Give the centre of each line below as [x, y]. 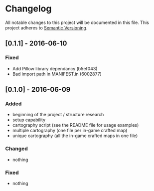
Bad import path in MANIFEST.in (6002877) [57, 74]
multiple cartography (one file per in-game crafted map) [70, 131]
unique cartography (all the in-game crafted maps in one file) [75, 136]
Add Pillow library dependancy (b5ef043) [55, 68]
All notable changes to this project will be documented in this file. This [77, 22]
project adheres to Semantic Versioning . [46, 27]
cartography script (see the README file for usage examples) [76, 125]
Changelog [28, 9]
